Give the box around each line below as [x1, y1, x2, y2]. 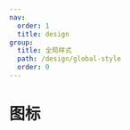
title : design [17, 29, 69, 38]
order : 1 [17, 21, 50, 30]
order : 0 [17, 63, 50, 72]
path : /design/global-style [17, 54, 122, 63]
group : [9, 37, 34, 47]
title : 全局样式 [17, 46, 73, 55]
